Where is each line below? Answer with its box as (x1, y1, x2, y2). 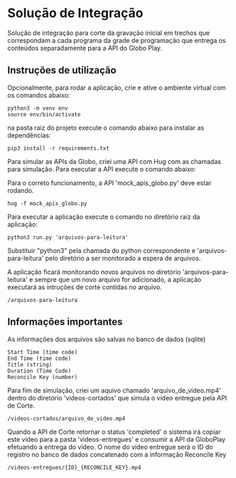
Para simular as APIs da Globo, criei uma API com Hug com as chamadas (7, 157, 222, 165)
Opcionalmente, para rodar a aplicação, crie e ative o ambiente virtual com (7, 83, 226, 92)
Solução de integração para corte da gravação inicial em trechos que (7, 28, 210, 37)
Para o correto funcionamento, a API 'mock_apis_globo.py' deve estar (7, 178, 212, 187)
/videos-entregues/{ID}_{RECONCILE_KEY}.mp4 (7, 464, 141, 471)
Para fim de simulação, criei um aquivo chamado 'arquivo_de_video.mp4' (7, 386, 222, 395)
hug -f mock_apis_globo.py (7, 199, 87, 207)
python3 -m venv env (7, 105, 69, 112)
